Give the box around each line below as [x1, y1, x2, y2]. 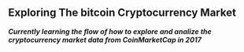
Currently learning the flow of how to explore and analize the [8, 26, 213, 36]
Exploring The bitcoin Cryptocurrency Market [8, 6, 236, 19]
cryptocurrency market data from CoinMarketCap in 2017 [8, 35, 202, 44]
